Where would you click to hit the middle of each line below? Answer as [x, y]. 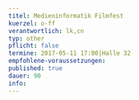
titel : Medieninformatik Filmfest [66, 16]
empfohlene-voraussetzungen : [57, 61]
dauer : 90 [25, 76]
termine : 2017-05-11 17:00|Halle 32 [69, 53]
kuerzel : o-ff [32, 23]
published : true [35, 69]
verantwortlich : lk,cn [46, 31]
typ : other [27, 38]
